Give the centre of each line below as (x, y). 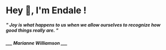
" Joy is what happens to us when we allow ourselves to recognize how (83, 24)
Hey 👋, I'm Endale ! (46, 10)
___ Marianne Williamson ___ (37, 43)
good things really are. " (32, 30)
